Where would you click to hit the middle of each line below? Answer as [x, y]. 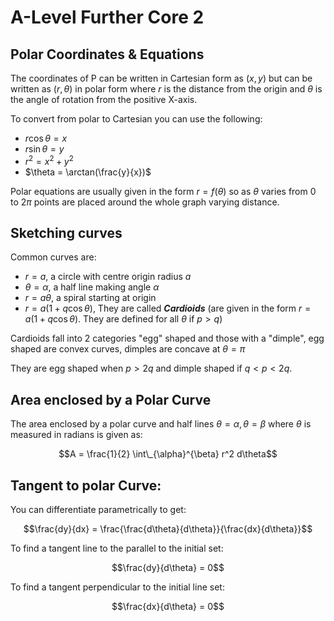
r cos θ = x [46, 138]
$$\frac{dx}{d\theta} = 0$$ [168, 607]
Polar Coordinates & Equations [107, 54]
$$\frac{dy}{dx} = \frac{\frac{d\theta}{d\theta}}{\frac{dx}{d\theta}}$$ [168, 529]
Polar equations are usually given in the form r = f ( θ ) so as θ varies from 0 [163, 191]
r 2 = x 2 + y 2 [49, 160]
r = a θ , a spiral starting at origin [90, 298]
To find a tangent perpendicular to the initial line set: [117, 587]
